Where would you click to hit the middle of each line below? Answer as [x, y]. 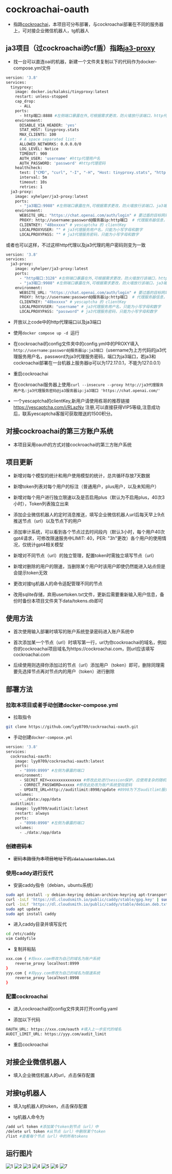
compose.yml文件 [32, 68]
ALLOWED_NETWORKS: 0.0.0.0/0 [50, 144]
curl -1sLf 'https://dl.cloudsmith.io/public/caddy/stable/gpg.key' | [82, 900]
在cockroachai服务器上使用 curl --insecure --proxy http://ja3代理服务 [88, 384]
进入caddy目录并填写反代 [40, 924]
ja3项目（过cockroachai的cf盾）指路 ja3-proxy [80, 48]
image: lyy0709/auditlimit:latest [52, 809]
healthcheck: [29, 168]
